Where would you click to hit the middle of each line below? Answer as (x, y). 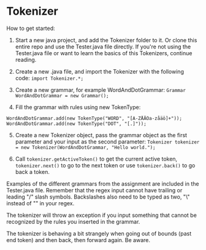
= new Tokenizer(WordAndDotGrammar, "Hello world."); (85, 147)
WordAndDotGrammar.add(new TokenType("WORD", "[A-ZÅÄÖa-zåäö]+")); (94, 118)
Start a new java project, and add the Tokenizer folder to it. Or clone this (106, 40)
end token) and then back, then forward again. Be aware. (78, 240)
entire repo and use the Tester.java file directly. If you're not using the (103, 47)
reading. (26, 59)
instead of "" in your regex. (40, 203)
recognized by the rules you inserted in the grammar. (73, 221)
